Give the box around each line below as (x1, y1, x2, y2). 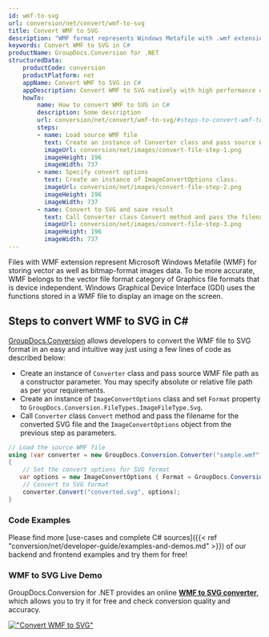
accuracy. (8, 605, 42, 615)
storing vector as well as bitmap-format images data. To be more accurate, (8, 265, 255, 275)
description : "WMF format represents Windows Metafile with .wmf (8, 34, 231, 42)
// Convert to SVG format (22, 481, 110, 489)
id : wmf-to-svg (8, 11, 59, 20)
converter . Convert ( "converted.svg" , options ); (22, 488, 181, 496)
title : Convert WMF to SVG (8, 26, 98, 34)
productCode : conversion (22, 64, 106, 72)
